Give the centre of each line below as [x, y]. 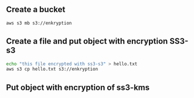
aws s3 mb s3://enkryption [39, 23]
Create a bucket [36, 10]
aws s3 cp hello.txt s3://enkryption [52, 69]
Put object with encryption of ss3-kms [78, 87]
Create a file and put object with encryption [87, 41]
